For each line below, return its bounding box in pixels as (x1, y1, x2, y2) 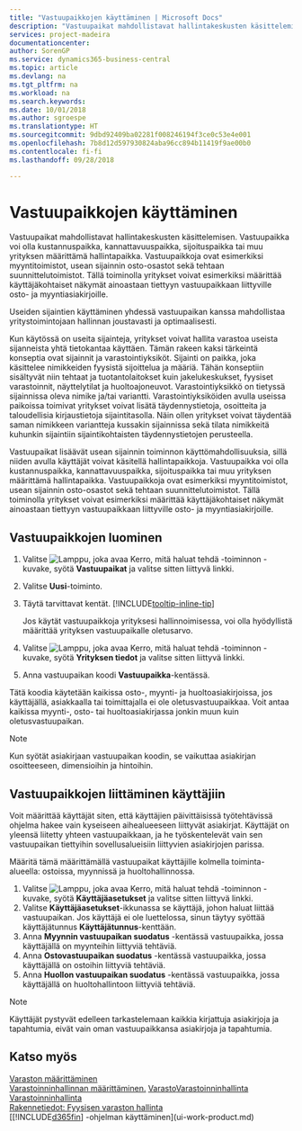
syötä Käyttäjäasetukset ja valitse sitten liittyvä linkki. (53, 893, 253, 904)
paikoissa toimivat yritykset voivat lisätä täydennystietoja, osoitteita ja (9, 400, 267, 411)
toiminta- (231, 857, 265, 867)
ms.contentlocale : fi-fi (9, 147, 102, 156)
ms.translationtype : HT (9, 122, 99, 131)
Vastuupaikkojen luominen (9, 530, 163, 545)
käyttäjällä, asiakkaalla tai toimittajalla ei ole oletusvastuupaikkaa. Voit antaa (9, 696, 289, 707)
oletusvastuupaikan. (9, 716, 84, 727)
